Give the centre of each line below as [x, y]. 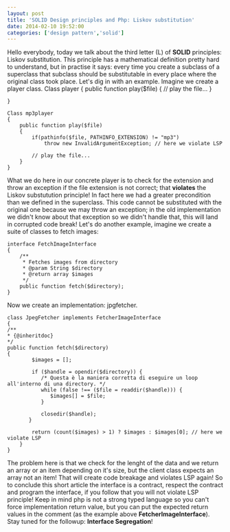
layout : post [26, 13]
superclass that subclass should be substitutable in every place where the [112, 74]
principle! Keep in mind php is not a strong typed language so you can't [108, 500]
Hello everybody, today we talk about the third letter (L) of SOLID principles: [114, 52]
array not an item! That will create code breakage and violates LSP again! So [115, 478]
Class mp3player [30, 114]
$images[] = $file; [78, 396]
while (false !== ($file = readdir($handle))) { [112, 390]
